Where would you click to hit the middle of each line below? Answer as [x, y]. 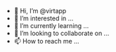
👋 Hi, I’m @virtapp [40, 11]
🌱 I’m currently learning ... [51, 26]
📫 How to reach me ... [46, 41]
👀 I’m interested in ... [44, 18]
